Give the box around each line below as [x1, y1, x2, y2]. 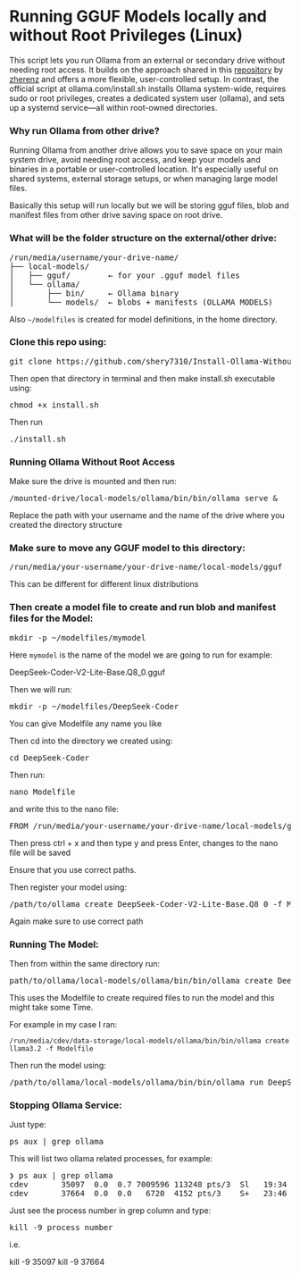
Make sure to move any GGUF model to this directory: [9, 542, 246, 555]
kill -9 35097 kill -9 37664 [9, 1257, 105, 1268]
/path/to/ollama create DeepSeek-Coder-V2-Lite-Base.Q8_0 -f [9, 899, 283, 909]
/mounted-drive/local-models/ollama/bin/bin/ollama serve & [9, 493, 279, 504]
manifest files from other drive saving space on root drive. [9, 210, 223, 221]
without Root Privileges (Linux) [9, 25, 244, 46]
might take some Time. [9, 1002, 94, 1013]
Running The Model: [9, 938, 100, 951]
